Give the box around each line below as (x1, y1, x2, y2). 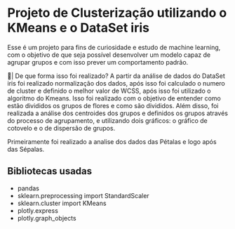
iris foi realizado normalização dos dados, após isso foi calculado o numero (7, 79, 226, 87)
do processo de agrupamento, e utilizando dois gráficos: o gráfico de (7, 116, 208, 124)
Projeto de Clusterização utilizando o (7, 5, 227, 21)
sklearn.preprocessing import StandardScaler (17, 191, 149, 199)
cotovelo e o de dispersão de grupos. (7, 124, 116, 132)
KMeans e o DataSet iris (7, 20, 149, 36)
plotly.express (17, 206, 58, 215)
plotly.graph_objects (17, 214, 76, 222)
